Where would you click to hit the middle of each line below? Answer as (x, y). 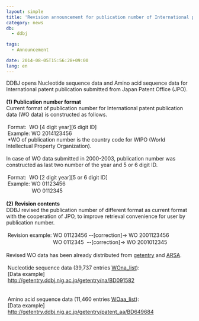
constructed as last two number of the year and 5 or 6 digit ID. (82, 165)
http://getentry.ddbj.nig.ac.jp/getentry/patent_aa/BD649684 (81, 312)
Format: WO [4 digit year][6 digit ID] (52, 127)
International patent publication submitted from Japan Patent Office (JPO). (97, 89)
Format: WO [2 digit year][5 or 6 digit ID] (57, 177)
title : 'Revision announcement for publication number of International (98, 17)
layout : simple (25, 12)
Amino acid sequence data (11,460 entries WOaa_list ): (73, 299)
